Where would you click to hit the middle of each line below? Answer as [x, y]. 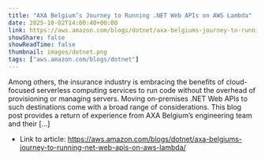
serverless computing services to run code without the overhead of [146, 90]
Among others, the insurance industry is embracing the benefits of [116, 82]
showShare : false [37, 37]
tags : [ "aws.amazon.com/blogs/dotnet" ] [74, 60]
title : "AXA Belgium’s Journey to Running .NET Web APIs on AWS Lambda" [130, 15]
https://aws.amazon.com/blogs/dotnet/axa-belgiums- [155, 139]
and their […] [29, 124]
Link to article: [43, 139]
